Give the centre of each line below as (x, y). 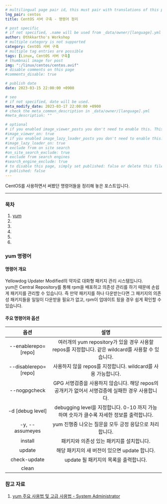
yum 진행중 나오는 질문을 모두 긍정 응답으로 (101, 424)
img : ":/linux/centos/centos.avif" (42, 65)
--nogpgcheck (28, 390)
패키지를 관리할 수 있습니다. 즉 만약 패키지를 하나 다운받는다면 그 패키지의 (81, 293)
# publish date (21, 84)
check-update (28, 460)
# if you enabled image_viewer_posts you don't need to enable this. (79, 129)
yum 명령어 (18, 256)
